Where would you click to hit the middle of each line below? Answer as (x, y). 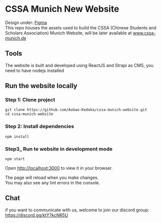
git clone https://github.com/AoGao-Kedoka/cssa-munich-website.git (76, 110)
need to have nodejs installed (35, 70)
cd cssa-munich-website (29, 114)
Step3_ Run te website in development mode (59, 149)
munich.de (16, 38)
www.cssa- (144, 33)
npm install (17, 136)
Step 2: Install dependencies (40, 127)
